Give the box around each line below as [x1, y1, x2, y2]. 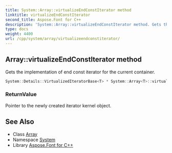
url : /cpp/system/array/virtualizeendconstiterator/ [5, 36, 120, 42]
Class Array [12, 131, 37, 137]
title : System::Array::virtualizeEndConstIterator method [5, 7, 132, 13]
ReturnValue [5, 91, 37, 98]
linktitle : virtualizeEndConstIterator [5, 12, 91, 17]
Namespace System [12, 137, 55, 143]
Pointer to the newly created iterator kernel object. [5, 102, 112, 108]
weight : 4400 [5, 31, 33, 36]
